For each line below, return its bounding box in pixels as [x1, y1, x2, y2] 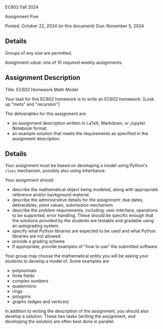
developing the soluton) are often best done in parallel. [5, 319, 115, 325]
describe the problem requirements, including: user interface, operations [12, 207, 158, 213]
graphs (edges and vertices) [12, 299, 69, 305]
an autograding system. [12, 223, 60, 229]
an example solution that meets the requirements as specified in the [12, 130, 148, 136]
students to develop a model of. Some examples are [5, 258, 109, 264]
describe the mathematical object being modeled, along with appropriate [12, 187, 158, 193]
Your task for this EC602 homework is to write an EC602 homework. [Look [5, 96, 155, 102]
